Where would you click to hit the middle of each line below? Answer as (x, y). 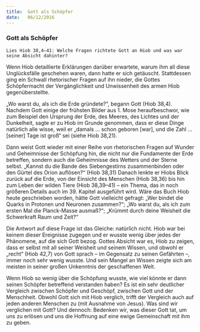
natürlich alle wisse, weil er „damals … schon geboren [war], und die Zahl (96, 129)
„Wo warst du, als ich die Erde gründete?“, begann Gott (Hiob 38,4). (89, 104)
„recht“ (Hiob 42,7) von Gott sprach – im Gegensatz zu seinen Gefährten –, (98, 254)
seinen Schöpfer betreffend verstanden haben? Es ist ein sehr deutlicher (96, 284)
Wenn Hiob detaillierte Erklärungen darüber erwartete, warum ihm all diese (98, 67)
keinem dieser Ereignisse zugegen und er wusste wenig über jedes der (93, 235)
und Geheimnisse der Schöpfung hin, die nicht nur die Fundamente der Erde (100, 153)
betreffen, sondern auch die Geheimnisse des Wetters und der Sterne (92, 159)
